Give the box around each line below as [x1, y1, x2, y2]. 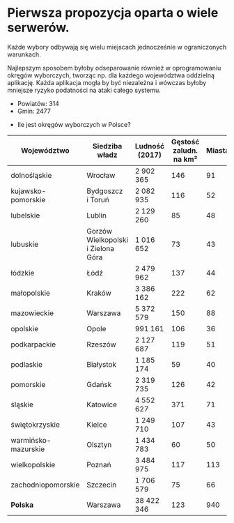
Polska [10, 500, 33, 510]
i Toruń [86, 195, 109, 204]
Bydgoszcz [86, 186, 123, 196]
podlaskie [10, 359, 43, 369]
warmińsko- [10, 435, 52, 445]
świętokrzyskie [10, 420, 61, 430]
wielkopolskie [10, 460, 56, 469]
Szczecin [86, 480, 117, 490]
